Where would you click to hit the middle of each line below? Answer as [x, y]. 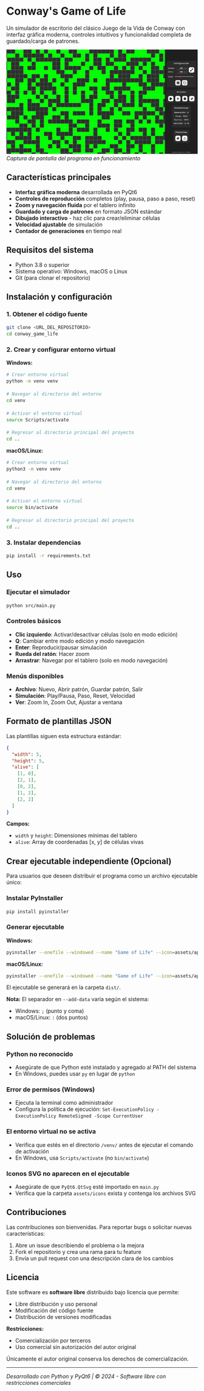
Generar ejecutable [36, 927]
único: [14, 882]
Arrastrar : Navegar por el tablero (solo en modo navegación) [91, 660]
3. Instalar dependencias [44, 542]
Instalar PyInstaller [35, 898]
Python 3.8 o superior [42, 265]
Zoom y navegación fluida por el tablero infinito [75, 205]
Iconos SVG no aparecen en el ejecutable [68, 1174]
